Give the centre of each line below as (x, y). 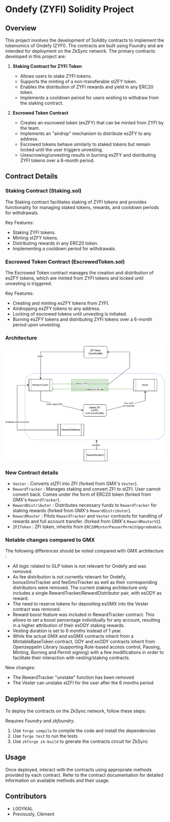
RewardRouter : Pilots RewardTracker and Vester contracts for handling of (88, 516)
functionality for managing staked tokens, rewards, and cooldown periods (82, 207)
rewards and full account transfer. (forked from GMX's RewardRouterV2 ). (87, 521)
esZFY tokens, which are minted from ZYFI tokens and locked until (74, 278)
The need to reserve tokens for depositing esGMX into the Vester (80, 604)
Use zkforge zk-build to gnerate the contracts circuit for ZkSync (80, 741)
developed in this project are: (36, 56)
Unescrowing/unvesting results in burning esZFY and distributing (88, 155)
